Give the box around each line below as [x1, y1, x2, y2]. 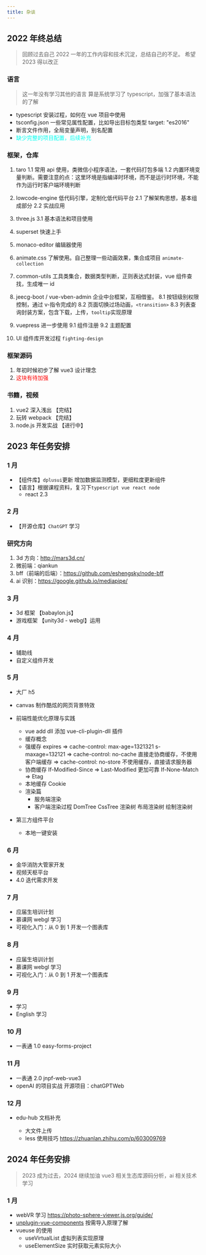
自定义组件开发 [15, 656, 54, 664]
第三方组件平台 [15, 816, 54, 823]
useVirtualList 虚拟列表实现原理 [25, 1234, 104, 1242]
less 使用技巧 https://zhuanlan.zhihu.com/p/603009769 [25, 1134, 166, 1142]
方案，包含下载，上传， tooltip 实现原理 [32, 309, 132, 316]
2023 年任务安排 [7, 441, 71, 451]
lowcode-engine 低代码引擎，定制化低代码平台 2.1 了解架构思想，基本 [15, 194, 192, 202]
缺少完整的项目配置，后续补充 [15, 134, 91, 141]
